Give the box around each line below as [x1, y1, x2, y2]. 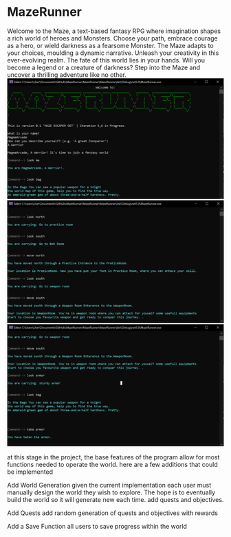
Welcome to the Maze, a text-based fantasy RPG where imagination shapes [7, 27, 221, 35]
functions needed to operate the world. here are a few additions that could [7, 460, 218, 468]
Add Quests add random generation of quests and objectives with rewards [7, 509, 219, 517]
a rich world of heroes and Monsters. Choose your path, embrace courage [7, 34, 218, 42]
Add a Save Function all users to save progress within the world [7, 522, 188, 530]
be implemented [7, 468, 54, 476]
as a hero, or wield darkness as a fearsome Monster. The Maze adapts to [7, 41, 214, 49]
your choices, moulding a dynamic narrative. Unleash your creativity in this [7, 49, 219, 57]
